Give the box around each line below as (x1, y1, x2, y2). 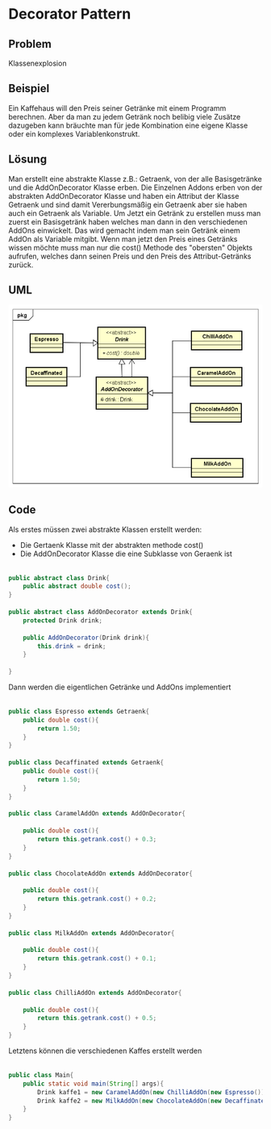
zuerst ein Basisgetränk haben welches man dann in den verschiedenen (8, 217, 248, 226)
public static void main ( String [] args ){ (23, 1080, 164, 1088)
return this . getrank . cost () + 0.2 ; (37, 895, 157, 904)
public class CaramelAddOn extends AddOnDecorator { (8, 810, 186, 818)
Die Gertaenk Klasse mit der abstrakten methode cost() (19, 540, 204, 550)
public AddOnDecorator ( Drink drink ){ (23, 634, 150, 642)
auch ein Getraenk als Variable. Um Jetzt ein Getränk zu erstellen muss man (8, 208, 261, 218)
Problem (8, 37, 52, 51)
